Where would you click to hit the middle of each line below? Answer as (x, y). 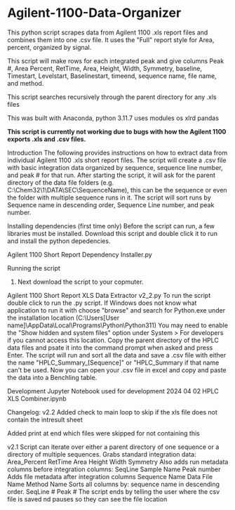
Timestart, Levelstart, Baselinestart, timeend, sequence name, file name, (112, 76)
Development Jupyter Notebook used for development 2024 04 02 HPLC (113, 391)
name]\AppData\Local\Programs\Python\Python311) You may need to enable (117, 325)
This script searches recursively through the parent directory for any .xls (112, 97)
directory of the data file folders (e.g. (61, 182)
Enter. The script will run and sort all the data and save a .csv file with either (117, 355)
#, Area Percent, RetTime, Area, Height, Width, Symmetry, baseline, (105, 68)
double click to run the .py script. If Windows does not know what (102, 303)
